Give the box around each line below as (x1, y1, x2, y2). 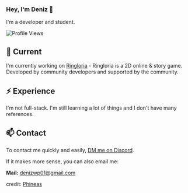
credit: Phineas (6, 180, 43, 187)
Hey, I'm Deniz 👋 (6, 5, 54, 13)
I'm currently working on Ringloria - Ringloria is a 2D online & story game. (6, 62, 183, 69)
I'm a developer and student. (6, 19, 75, 26)
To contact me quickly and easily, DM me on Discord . (6, 146, 134, 153)
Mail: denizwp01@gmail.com (6, 169, 76, 176)
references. (6, 110, 34, 117)
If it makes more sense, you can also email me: (6, 157, 119, 165)
